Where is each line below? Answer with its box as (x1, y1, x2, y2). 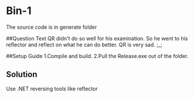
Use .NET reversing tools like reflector (6, 85, 98, 92)
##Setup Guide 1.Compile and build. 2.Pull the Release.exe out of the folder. (6, 52, 189, 59)
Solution (6, 69, 38, 80)
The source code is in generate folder (6, 23, 97, 31)
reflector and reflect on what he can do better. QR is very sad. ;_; (6, 41, 162, 48)
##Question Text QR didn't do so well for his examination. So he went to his (6, 35, 188, 42)
